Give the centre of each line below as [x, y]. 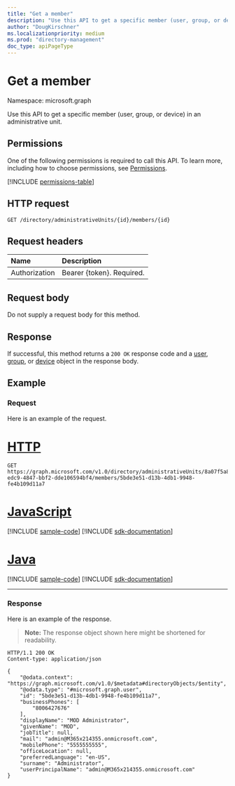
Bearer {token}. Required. [103, 273]
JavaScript [40, 511]
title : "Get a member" [40, 14]
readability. [41, 640]
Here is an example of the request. [57, 418]
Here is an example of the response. [59, 619]
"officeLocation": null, [56, 751]
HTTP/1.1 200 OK [31, 653]
